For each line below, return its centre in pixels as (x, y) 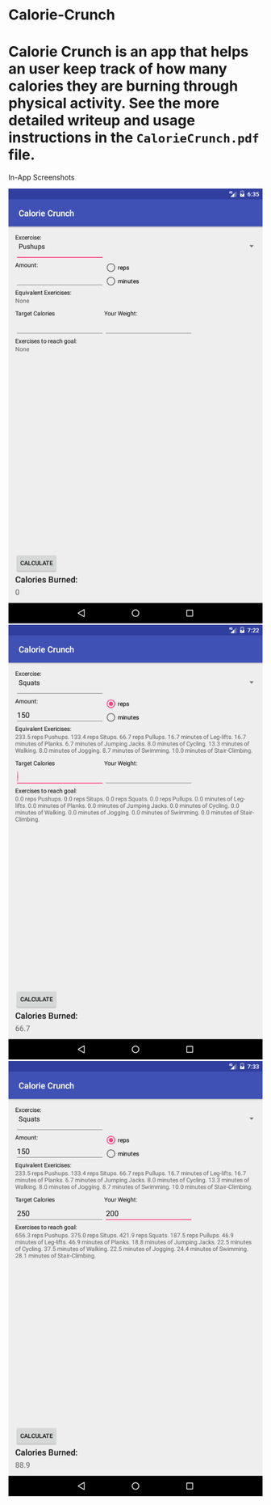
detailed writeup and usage (102, 121)
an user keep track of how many (118, 69)
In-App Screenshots (42, 178)
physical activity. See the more (114, 104)
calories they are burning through (123, 86)
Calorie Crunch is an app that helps (128, 52)
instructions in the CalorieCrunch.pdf (134, 138)
